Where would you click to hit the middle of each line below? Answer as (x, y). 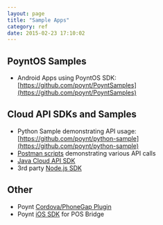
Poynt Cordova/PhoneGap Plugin (65, 206)
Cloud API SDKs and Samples (72, 114)
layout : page (26, 14)
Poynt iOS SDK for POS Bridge (61, 214)
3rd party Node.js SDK (49, 168)
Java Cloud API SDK (46, 160)
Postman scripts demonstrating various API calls (86, 153)
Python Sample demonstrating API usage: (77, 131)
